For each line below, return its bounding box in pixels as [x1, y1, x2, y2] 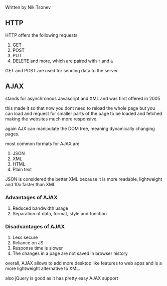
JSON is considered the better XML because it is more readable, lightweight [5, 176, 162, 182]
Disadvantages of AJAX [5, 223, 65, 230]
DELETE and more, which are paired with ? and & [12, 58, 113, 64]
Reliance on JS [12, 240, 44, 246]
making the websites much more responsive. [5, 115, 98, 122]
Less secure [12, 234, 38, 240]
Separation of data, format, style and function [12, 210, 107, 216]
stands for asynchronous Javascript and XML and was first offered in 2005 [5, 95, 160, 101]
